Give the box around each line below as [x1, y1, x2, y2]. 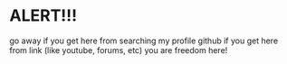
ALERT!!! [9, 5, 78, 26]
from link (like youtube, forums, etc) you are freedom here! [9, 44, 228, 55]
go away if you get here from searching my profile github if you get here [9, 35, 279, 46]
